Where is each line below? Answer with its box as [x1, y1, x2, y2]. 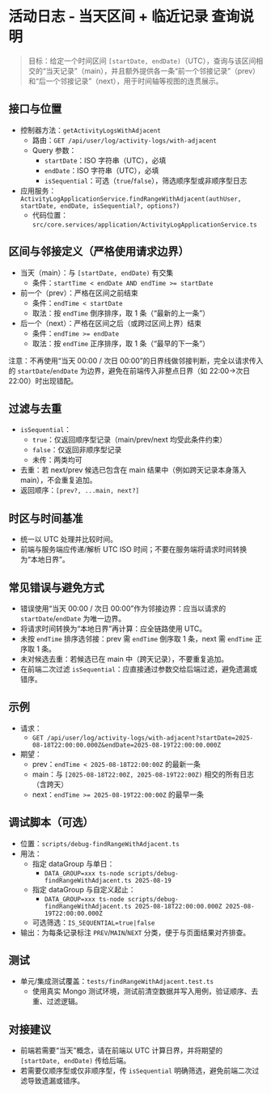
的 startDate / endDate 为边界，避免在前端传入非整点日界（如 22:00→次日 [8, 366, 251, 375]
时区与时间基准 [8, 511, 83, 525]
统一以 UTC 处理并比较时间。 [19, 535, 117, 544]
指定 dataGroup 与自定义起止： [32, 884, 136, 894]
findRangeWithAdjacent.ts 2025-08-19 [44, 876, 171, 884]
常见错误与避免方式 [8, 580, 104, 595]
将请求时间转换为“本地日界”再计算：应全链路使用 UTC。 [19, 624, 207, 633]
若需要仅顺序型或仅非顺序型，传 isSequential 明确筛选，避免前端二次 [19, 1065, 252, 1076]
